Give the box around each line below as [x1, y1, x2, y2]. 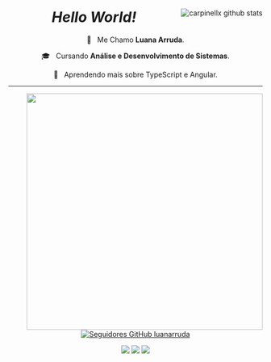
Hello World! [51, 8, 137, 27]
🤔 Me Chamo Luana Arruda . [86, 35, 185, 44]
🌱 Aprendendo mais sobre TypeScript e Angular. [53, 69, 218, 79]
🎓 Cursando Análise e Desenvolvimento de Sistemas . [41, 51, 230, 61]
